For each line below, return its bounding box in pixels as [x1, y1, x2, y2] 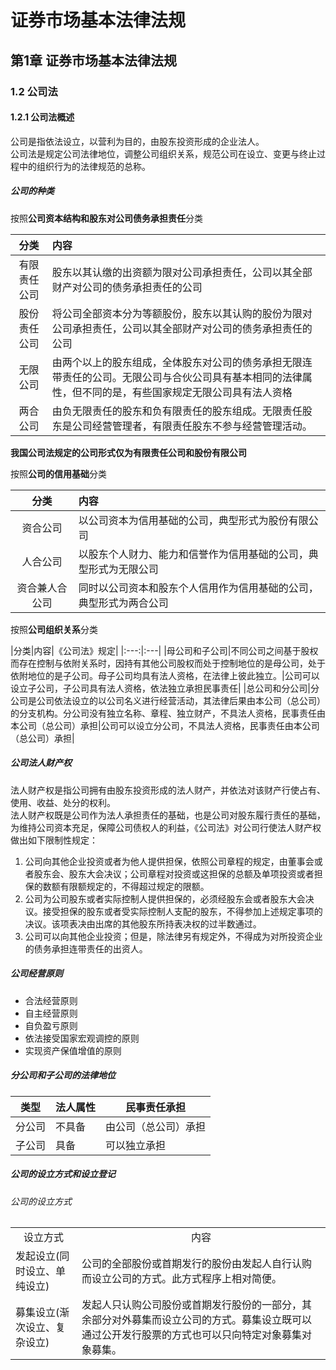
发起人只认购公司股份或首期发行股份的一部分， [81, 1298, 303, 1312]
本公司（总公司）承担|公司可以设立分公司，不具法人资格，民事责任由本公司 [10, 719, 320, 731]
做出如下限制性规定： [10, 834, 98, 846]
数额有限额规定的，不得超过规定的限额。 [42, 880, 210, 892]
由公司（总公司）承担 [105, 1119, 207, 1133]
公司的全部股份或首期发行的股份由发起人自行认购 [81, 1257, 313, 1271]
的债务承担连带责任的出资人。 [24, 942, 148, 955]
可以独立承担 [105, 1138, 167, 1152]
